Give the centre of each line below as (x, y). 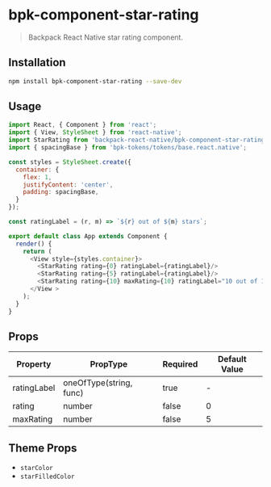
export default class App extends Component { (88, 236)
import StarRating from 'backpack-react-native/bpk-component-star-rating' (138, 140)
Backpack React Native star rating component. (106, 37)
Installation (37, 63)
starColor (37, 468)
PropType (109, 364)
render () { (34, 244)
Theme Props (43, 448)
